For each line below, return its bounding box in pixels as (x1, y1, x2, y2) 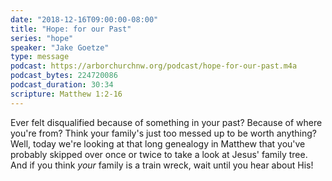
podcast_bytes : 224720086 (10, 71, 118, 81)
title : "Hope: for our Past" (10, 24, 132, 34)
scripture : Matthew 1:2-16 (10, 89, 123, 99)
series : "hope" (10, 33, 74, 43)
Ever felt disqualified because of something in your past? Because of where (10, 116, 323, 128)
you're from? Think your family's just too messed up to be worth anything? (10, 127, 317, 139)
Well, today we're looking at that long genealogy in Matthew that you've (10, 137, 306, 150)
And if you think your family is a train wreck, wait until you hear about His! (10, 159, 314, 171)
